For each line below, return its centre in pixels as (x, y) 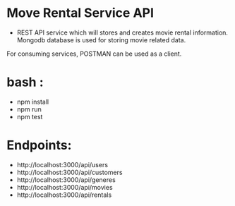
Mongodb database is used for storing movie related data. (101, 40)
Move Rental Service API (80, 13)
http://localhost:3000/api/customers (70, 172)
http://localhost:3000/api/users (62, 164)
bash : (25, 82)
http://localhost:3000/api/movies (65, 187)
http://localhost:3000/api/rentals (64, 195)
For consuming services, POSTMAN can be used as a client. (94, 54)
